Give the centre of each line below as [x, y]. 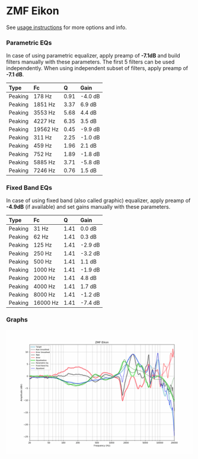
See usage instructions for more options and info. [67, 27]
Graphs [17, 320]
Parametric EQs [29, 43]
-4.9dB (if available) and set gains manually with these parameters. [88, 207]
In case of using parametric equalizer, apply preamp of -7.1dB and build [93, 56]
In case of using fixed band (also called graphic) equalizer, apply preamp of [98, 200]
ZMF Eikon [33, 11]
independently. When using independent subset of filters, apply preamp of [97, 68]
